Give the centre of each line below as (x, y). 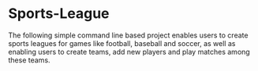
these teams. (29, 60)
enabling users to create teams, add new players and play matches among (129, 51)
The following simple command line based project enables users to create (128, 35)
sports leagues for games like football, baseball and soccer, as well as (122, 43)
